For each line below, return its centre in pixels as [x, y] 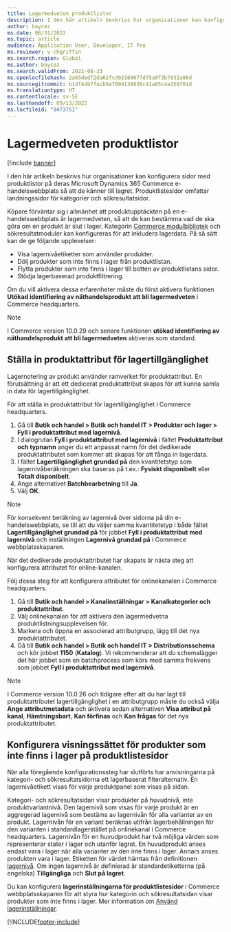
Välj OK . [29, 490]
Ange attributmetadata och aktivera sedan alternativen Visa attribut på [109, 708]
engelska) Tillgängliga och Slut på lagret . [66, 873]
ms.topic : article [33, 39]
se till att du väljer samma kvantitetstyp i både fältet [135, 525]
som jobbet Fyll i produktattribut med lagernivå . [86, 667]
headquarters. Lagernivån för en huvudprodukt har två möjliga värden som [113, 837]
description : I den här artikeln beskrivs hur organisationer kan [104, 20]
